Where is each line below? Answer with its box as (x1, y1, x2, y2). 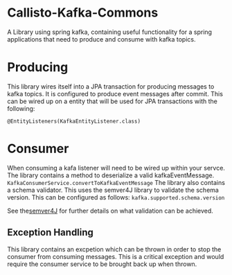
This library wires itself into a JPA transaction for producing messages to (7, 82, 215, 91)
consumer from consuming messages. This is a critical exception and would (7, 252, 224, 260)
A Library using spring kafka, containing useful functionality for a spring (7, 28, 213, 36)
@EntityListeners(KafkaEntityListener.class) (7, 118, 141, 125)
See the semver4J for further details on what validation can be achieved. (7, 206, 213, 215)
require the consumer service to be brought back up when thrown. (7, 260, 197, 268)
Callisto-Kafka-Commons (7, 5, 159, 21)
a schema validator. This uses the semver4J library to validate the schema (7, 186, 220, 194)
